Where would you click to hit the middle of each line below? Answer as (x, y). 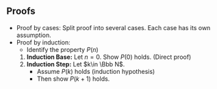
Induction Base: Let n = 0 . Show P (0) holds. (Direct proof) (109, 57)
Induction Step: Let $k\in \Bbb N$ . (76, 64)
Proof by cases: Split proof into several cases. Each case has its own (113, 27)
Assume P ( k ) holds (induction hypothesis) (96, 71)
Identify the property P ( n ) (62, 49)
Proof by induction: (43, 42)
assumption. (34, 35)
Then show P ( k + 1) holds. (73, 79)
